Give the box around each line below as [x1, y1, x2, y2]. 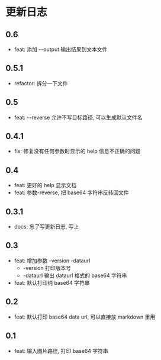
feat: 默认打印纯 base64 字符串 [14, 279, 90, 286]
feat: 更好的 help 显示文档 [14, 182, 77, 189]
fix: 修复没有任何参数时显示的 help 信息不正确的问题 [14, 147, 141, 155]
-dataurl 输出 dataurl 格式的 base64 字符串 [22, 272, 127, 279]
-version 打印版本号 [22, 264, 72, 271]
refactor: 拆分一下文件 [14, 79, 68, 86]
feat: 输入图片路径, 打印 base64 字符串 [14, 347, 108, 354]
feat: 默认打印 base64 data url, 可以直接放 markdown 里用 [14, 313, 156, 320]
